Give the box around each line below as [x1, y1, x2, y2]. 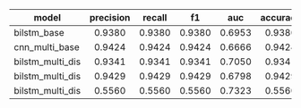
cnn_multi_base [13, 41, 81, 53]
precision [89, 12, 131, 23]
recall [142, 12, 168, 23]
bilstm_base [13, 27, 64, 38]
